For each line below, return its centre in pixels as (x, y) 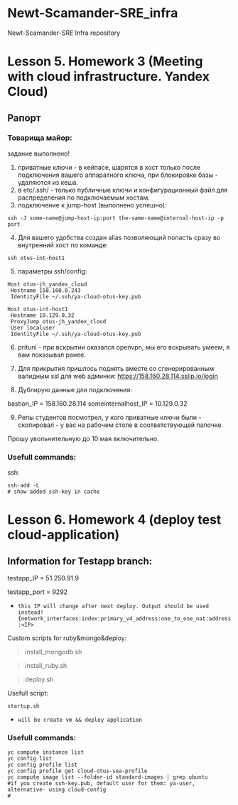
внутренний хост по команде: (63, 245)
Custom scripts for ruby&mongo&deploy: (67, 638)
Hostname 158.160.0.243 (45, 290)
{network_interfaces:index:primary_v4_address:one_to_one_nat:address (124, 619)
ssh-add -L (23, 486)
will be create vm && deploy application (80, 720)
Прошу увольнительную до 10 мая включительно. (83, 438)
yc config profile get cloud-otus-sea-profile (77, 771)
